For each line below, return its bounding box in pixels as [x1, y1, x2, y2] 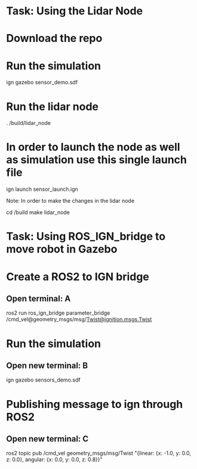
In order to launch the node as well [6, 141, 180, 154]
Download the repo [6, 32, 103, 45]
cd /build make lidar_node [6, 209, 70, 216]
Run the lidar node [6, 100, 98, 113]
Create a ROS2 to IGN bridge [6, 270, 149, 284]
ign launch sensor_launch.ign [6, 185, 79, 193]
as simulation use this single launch [6, 153, 187, 167]
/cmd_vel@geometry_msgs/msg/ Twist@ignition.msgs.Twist [6, 316, 152, 323]
